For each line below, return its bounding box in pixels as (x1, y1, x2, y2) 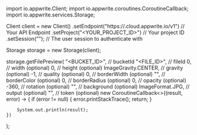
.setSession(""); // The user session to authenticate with (6, 35, 143, 42)
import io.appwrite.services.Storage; (6, 11, 95, 18)
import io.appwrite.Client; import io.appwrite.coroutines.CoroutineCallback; (6, 5, 189, 12)
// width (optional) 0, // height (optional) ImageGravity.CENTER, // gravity (6, 64, 183, 71)
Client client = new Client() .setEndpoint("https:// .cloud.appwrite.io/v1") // (6, 23, 185, 29)
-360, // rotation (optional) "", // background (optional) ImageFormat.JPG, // (6, 83, 190, 90)
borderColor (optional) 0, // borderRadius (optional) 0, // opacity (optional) (6, 77, 186, 84)
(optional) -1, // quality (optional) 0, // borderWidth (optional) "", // (6, 71, 166, 77)
